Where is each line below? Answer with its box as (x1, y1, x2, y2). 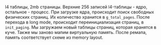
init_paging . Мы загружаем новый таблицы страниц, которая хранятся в (5, 24, 157, 30)
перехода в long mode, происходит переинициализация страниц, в (5, 19, 144, 25)
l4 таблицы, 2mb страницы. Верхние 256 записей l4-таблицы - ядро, (5, 4, 148, 10)
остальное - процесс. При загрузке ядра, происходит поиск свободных (5, 9, 154, 15)
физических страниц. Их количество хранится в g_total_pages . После (5, 14, 150, 20)
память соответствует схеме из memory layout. (5, 34, 103, 40)
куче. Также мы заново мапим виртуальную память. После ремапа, (5, 30, 147, 35)
